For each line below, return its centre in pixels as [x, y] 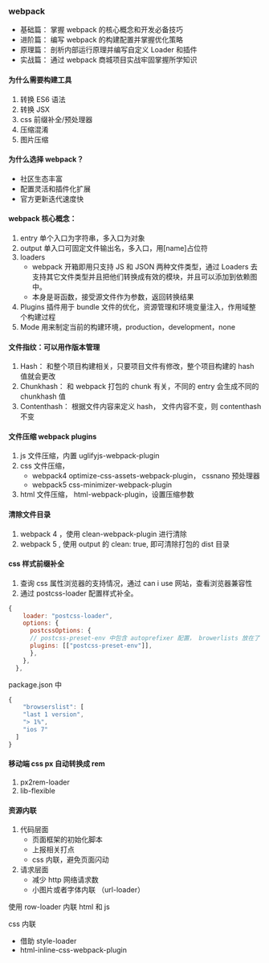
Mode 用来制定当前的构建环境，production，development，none [127, 326]
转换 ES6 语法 [43, 99]
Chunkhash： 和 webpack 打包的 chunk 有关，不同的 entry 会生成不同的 [139, 387]
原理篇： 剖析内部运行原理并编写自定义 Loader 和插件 [108, 50]
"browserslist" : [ [53, 707]
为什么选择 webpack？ [46, 159]
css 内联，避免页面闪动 [71, 860]
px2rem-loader [45, 782]
